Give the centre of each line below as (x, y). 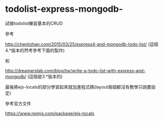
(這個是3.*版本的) (45, 76)
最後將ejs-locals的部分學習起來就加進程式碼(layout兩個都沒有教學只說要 (78, 87)
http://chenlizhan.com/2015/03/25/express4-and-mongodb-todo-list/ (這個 (82, 44)
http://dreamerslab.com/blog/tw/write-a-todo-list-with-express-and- (75, 70)
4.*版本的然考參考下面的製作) (35, 50)
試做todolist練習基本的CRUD (34, 23)
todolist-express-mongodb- (64, 9)
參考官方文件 (18, 103)
